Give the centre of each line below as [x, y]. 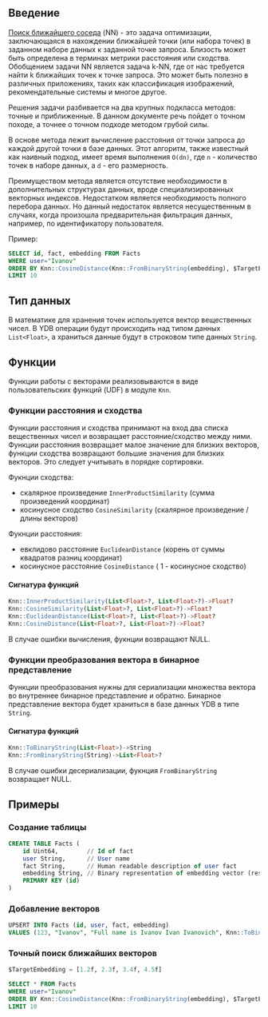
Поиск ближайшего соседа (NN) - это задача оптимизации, [110, 32]
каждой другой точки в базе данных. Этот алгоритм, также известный [128, 148]
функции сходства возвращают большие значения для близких [116, 453]
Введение [34, 13]
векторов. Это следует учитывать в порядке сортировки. [106, 462]
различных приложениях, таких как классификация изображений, [122, 83]
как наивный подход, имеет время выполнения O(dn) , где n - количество [133, 157]
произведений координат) [65, 501]
